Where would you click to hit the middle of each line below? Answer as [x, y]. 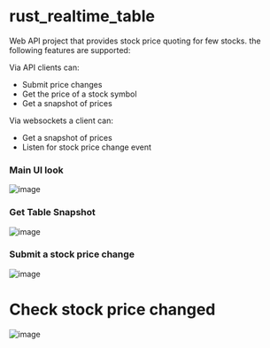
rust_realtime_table [82, 16]
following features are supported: [70, 50]
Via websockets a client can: [61, 120]
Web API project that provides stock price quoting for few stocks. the [135, 41]
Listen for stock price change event [87, 147]
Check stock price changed [112, 309]
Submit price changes [62, 84]
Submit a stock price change [72, 254]
